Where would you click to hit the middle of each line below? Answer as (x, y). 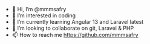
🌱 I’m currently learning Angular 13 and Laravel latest (78, 22)
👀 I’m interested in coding (44, 15)
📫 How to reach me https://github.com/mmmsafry (75, 35)
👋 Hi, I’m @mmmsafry (39, 9)
